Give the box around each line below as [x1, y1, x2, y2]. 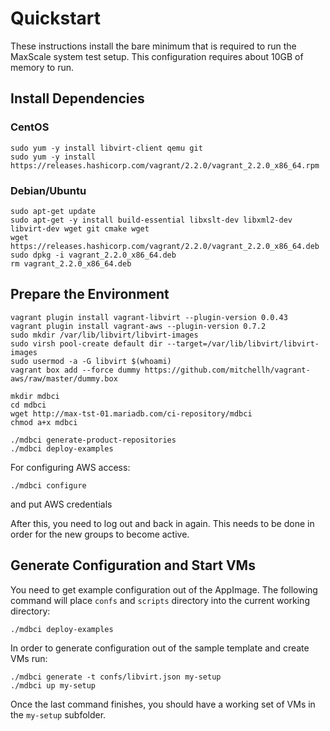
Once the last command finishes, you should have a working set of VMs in [10, 698, 316, 710]
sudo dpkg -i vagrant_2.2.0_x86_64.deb [10, 250, 177, 260]
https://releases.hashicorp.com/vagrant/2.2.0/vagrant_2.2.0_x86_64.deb [10, 241, 320, 251]
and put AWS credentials [10, 498, 113, 510]
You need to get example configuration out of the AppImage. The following [10, 583, 318, 596]
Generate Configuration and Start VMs [10, 557, 256, 574]
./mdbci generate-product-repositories [10, 435, 177, 445]
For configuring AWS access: [10, 461, 131, 473]
